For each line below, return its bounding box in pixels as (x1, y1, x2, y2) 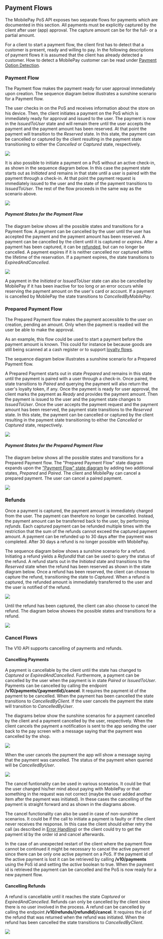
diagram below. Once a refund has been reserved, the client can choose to (5, 568, 155, 575)
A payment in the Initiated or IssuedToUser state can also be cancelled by (5, 278, 153, 284)
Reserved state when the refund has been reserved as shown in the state (5, 563, 151, 569)
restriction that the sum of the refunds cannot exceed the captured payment (5, 528, 157, 534)
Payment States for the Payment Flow (5, 211, 83, 217)
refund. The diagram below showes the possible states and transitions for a (5, 608, 156, 614)
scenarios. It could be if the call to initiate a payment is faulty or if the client (5, 816, 155, 822)
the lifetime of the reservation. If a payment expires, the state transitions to (5, 255, 154, 260)
